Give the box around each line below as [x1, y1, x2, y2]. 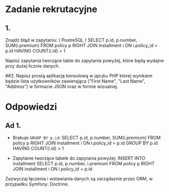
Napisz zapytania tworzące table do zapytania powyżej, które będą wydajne [5, 58, 164, 64]
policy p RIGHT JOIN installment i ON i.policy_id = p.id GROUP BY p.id [12, 140, 158, 146]
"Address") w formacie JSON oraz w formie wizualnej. [5, 83, 118, 89]
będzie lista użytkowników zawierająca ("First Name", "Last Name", [5, 78, 146, 84]
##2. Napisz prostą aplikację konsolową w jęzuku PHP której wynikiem [5, 73, 153, 79]
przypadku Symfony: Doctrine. [5, 181, 69, 187]
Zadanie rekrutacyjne [5, 4, 98, 15]
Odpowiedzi [5, 101, 57, 113]
